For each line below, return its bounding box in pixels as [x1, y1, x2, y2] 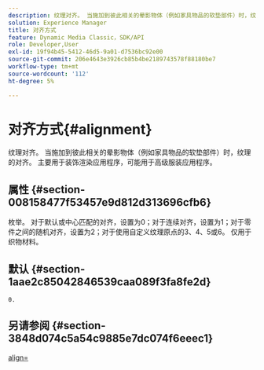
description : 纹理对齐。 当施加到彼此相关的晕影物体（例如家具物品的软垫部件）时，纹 [8, 11, 257, 20]
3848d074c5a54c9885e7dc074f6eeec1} [8, 332, 214, 346]
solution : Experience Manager [8, 19, 108, 27]
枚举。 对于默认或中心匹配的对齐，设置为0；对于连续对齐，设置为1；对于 [8, 218, 245, 227]
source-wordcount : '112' [8, 70, 90, 78]
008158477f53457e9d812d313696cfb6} [8, 196, 212, 209]
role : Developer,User [8, 41, 79, 49]
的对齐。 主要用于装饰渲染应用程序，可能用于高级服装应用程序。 [8, 158, 217, 167]
